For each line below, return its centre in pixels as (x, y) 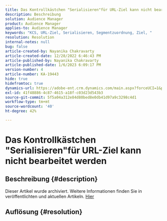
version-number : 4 (24, 70)
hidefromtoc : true (24, 83)
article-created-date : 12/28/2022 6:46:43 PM (53, 56)
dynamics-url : (20, 88)
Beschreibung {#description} (51, 179)
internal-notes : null (28, 42)
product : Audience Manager (33, 24)
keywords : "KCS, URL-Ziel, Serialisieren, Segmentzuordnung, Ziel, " (79, 33)
